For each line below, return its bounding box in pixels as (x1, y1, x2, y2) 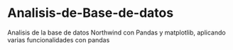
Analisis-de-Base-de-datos (7, 5, 174, 21)
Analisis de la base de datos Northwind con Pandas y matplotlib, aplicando (7, 28, 226, 37)
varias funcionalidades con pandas (7, 35, 110, 44)
